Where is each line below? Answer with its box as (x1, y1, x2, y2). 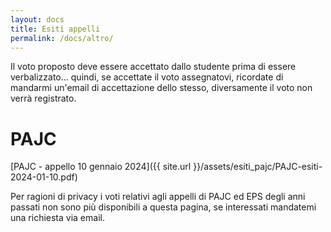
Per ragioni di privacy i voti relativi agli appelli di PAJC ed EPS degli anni (10, 191, 306, 203)
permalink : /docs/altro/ (10, 33, 114, 43)
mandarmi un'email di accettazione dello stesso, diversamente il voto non (10, 82, 313, 94)
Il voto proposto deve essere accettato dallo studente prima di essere (10, 61, 297, 73)
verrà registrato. (10, 92, 77, 105)
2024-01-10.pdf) (10, 171, 78, 183)
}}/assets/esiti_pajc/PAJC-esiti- (193, 161, 323, 173)
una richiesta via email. (10, 212, 105, 224)
